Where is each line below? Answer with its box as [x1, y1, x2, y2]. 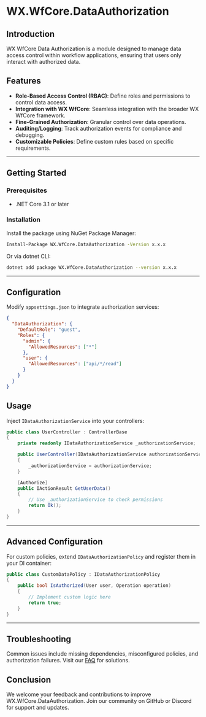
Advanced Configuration [6, 537, 103, 547]
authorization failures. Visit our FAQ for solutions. [6, 657, 130, 664]
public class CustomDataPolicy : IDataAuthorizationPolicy [6, 571, 161, 578]
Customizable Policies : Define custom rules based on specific [15, 138, 174, 145]
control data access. [15, 98, 67, 106]
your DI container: [6, 559, 52, 567]
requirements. [15, 144, 51, 152]
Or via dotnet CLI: [6, 252, 51, 260]
